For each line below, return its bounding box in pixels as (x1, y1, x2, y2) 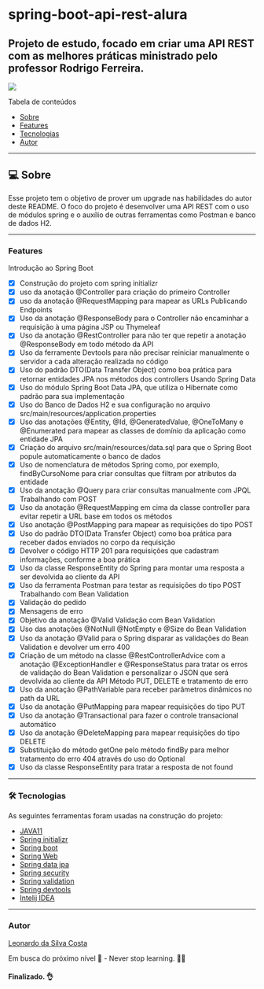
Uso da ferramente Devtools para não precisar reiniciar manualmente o (19, 348, 250, 357)
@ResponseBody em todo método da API (19, 340, 154, 349)
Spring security (19, 868, 70, 878)
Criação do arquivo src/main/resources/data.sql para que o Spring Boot (19, 442, 252, 452)
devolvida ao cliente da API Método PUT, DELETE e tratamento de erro (19, 676, 249, 685)
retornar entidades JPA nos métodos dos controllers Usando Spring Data (19, 374, 256, 383)
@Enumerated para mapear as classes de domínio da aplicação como (19, 426, 246, 435)
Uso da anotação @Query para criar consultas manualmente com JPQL (19, 485, 251, 495)
